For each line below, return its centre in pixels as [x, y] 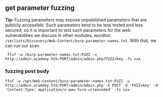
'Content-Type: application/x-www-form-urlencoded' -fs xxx [68, 90]
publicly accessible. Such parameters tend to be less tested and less [74, 25]
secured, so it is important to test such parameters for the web [68, 30]
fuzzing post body [27, 71]
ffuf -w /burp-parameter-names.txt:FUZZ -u [52, 55]
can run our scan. [23, 45]
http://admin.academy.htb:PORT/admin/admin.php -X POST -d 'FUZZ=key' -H [82, 86]
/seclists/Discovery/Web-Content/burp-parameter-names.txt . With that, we [81, 40]
